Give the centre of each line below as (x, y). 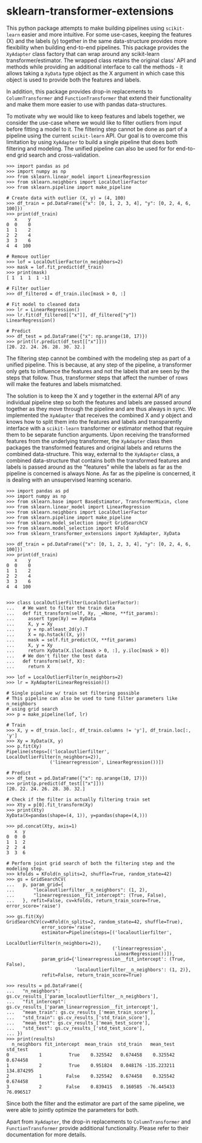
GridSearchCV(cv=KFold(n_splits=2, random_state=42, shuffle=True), (95, 922)
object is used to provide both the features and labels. (74, 80)
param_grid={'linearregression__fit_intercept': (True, (114, 959)
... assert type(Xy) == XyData (51, 618)
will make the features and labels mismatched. (64, 384)
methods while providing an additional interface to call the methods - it (95, 67)
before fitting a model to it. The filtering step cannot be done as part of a (97, 129)
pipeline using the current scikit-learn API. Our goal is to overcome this (97, 136)
